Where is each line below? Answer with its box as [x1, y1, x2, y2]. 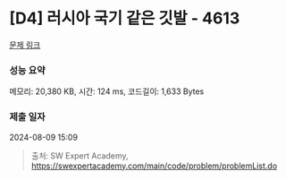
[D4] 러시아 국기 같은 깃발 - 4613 [9, 8, 240, 29]
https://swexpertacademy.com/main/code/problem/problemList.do [30, 160, 278, 171]
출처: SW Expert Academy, [30, 150, 129, 161]
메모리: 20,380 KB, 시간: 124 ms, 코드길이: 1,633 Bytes [9, 86, 205, 97]
